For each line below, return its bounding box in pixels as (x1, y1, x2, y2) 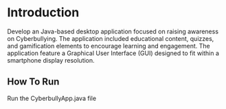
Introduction (7, 5, 80, 20)
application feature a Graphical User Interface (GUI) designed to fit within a (7, 49, 220, 57)
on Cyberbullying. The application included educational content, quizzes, (7, 34, 214, 42)
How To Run (7, 76, 60, 88)
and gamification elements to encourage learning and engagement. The (7, 42, 211, 50)
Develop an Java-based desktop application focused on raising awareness (7, 27, 218, 35)
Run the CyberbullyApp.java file (7, 94, 97, 102)
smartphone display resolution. (7, 56, 95, 64)
